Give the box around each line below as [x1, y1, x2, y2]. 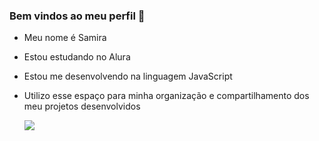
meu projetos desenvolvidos [23, 100, 141, 113]
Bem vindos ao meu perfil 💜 [9, 9, 146, 23]
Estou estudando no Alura [23, 51, 131, 63]
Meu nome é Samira [23, 32, 107, 44]
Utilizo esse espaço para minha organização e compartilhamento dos [23, 90, 310, 102]
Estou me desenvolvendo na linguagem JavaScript [23, 70, 233, 83]
